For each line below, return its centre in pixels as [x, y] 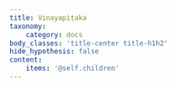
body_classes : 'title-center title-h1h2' [89, 43]
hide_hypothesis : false [54, 52]
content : [26, 60]
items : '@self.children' [73, 69]
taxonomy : [28, 26]
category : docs [54, 34]
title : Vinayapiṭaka [49, 18]
